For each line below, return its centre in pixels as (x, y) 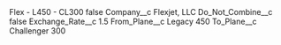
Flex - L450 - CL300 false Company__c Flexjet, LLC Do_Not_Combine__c (141, 12)
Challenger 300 (38, 31)
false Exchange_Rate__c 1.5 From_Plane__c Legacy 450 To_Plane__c (133, 21)
